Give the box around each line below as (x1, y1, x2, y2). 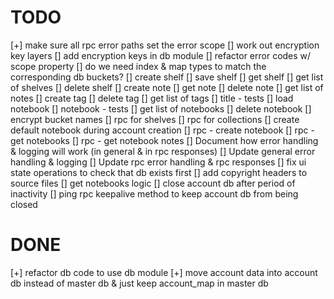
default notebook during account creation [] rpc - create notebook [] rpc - (10, 124, 315, 136)
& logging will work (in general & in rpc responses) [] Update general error (10, 145, 316, 157)
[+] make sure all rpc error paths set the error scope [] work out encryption (10, 39, 320, 51)
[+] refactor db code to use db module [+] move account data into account (10, 266, 318, 278)
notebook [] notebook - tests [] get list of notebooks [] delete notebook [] (10, 102, 312, 115)
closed (10, 198, 38, 210)
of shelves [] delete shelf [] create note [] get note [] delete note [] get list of (10, 81, 324, 93)
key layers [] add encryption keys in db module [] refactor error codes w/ (10, 49, 312, 61)
